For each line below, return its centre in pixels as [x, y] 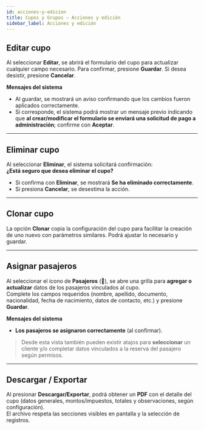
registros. [18, 420]
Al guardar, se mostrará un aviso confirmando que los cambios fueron [103, 99]
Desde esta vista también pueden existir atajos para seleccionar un [106, 342]
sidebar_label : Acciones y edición [51, 23]
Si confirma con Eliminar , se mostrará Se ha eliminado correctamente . [104, 182]
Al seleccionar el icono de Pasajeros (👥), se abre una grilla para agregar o [99, 281]
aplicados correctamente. [47, 106]
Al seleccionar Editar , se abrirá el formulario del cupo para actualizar [93, 63]
